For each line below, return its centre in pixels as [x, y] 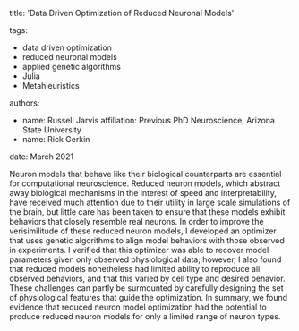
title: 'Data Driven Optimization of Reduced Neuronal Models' [122, 13]
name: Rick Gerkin [56, 139]
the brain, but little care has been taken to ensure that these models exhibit [147, 212]
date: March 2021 [42, 157]
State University [52, 130]
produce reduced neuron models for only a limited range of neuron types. [145, 316]
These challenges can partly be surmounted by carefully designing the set [146, 288]
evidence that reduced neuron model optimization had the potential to [138, 307]
